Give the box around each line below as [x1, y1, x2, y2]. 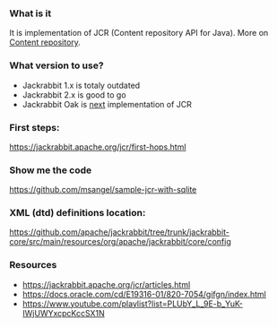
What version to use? [9, 59, 105, 72]
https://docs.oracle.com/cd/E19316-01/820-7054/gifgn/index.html [22, 288, 266, 299]
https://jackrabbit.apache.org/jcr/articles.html [22, 279, 191, 289]
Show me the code [9, 164, 92, 176]
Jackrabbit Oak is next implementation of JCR [22, 99, 193, 109]
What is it [9, 7, 52, 20]
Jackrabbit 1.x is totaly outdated [22, 80, 141, 90]
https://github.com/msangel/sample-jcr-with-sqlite [9, 185, 197, 195]
